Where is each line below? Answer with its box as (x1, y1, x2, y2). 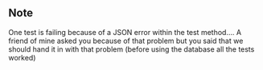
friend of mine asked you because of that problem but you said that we (8, 36, 244, 45)
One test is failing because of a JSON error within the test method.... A (8, 27, 242, 37)
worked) (8, 52, 36, 62)
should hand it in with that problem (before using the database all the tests (8, 44, 255, 54)
